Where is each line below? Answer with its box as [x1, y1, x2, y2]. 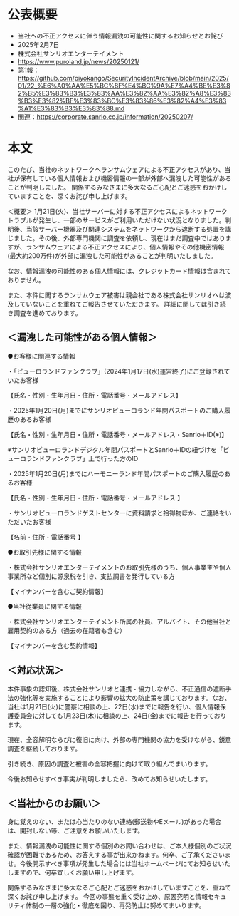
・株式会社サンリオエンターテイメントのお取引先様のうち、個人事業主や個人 [7, 562, 232, 571]
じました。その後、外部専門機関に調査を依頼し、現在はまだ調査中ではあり [7, 233, 225, 242]
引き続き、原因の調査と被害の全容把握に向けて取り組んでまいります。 [7, 759, 212, 768]
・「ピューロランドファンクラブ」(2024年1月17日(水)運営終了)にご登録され [7, 366, 224, 375]
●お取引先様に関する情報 [7, 547, 82, 556]
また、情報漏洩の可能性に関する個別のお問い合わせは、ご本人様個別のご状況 [7, 842, 232, 850]
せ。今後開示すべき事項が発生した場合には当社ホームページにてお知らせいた [7, 860, 231, 868]
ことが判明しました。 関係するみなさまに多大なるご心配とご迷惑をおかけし [7, 182, 228, 191]
